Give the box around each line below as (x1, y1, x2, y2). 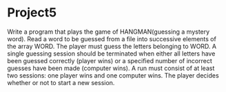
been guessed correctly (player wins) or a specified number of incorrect (7, 56, 212, 65)
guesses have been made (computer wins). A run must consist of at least (7, 64, 215, 72)
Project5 (7, 5, 57, 21)
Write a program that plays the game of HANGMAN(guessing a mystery (7, 27, 210, 36)
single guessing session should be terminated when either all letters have (7, 49, 216, 58)
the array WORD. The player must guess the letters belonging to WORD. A (7, 42, 217, 50)
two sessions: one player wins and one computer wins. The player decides (7, 71, 219, 80)
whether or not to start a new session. (7, 78, 115, 87)
